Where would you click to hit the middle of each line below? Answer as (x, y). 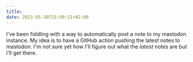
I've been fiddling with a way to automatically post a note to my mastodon (96, 34)
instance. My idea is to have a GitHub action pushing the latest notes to (93, 40)
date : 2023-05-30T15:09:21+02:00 (48, 17)
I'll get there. (22, 53)
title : (14, 12)
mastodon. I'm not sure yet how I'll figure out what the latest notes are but (96, 46)
